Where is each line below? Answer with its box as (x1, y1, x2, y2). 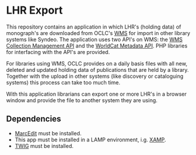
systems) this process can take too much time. (6, 78, 121, 86)
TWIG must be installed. (14, 142, 74, 149)
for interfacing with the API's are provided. (6, 48, 110, 55)
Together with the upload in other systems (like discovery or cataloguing (6, 72, 184, 80)
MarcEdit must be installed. (14, 129, 82, 137)
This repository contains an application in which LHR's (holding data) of (6, 23, 181, 30)
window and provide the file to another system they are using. (6, 96, 158, 104)
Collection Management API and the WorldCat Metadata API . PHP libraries (6, 42, 188, 49)
